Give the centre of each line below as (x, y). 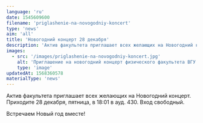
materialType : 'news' (34, 79)
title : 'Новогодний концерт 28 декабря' (58, 40)
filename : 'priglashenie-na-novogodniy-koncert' (69, 23)
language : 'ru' (25, 12)
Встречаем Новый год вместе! (46, 114)
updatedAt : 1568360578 (35, 73)
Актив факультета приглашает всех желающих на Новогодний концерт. (99, 96)
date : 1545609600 (28, 17)
